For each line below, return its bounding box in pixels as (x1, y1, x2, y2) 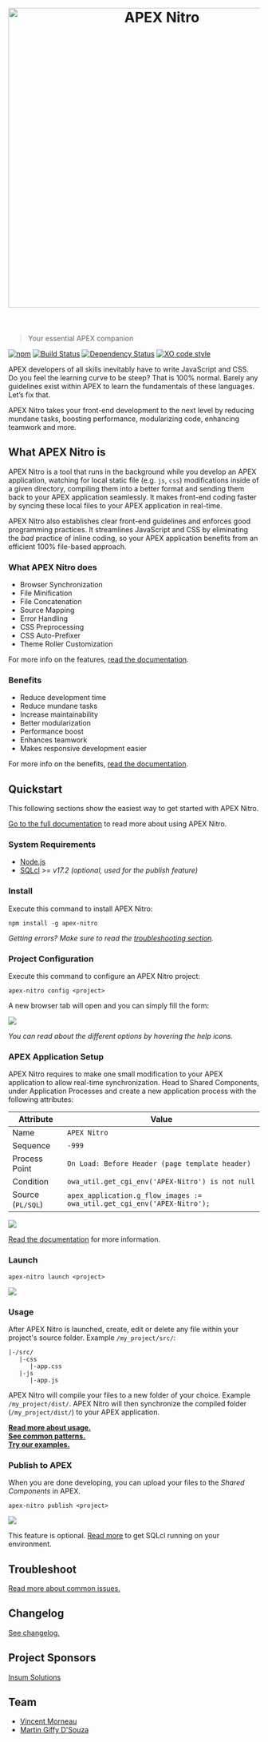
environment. (8, 1539, 52, 1549)
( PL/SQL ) (12, 1199, 44, 1211)
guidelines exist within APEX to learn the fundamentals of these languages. (8, 381, 255, 391)
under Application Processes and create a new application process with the (8, 1086, 257, 1096)
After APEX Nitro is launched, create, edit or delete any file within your (8, 1324, 239, 1334)
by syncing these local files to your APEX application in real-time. (8, 500, 223, 510)
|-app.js (29, 1376, 59, 1384)
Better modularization (19, 718, 92, 728)
